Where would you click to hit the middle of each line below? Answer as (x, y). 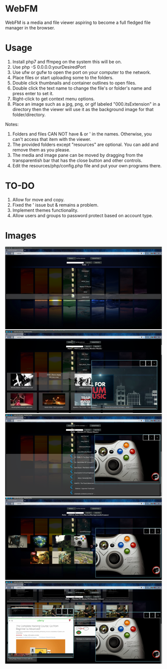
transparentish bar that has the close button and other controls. (77, 160)
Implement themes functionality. (45, 210)
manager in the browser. (30, 27)
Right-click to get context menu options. (53, 99)
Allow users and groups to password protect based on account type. (83, 215)
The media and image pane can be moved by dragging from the (78, 155)
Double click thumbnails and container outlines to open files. (74, 83)
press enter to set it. (33, 93)
